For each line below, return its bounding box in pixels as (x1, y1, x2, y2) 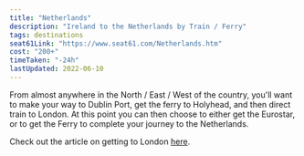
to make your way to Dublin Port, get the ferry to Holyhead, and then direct (9, 99, 291, 109)
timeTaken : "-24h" (9, 56, 79, 65)
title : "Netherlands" (9, 13, 92, 23)
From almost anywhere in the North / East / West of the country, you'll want (9, 88, 293, 100)
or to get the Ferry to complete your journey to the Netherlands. (9, 118, 249, 129)
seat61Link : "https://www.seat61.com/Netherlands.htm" (9, 38, 223, 48)
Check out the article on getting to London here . (9, 136, 191, 147)
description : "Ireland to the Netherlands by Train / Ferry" (9, 22, 247, 31)
